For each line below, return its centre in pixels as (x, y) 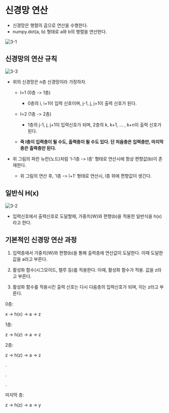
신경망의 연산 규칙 (31, 59)
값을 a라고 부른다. (30, 259)
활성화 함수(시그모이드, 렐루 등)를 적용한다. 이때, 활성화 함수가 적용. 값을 (83, 270)
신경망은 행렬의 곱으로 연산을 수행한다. (50, 25)
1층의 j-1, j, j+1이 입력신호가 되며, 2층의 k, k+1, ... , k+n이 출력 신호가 (95, 125)
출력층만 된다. (43, 148)
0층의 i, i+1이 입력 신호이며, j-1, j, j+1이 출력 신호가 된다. (82, 103)
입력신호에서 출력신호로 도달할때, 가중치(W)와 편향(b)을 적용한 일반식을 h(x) (87, 216)
